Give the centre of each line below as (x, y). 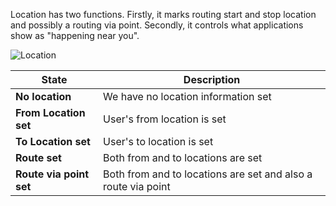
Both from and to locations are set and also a (208, 174)
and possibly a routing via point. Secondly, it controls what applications (157, 25)
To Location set (53, 141)
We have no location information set (187, 96)
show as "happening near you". (75, 35)
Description (212, 79)
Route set (38, 157)
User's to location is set (158, 141)
